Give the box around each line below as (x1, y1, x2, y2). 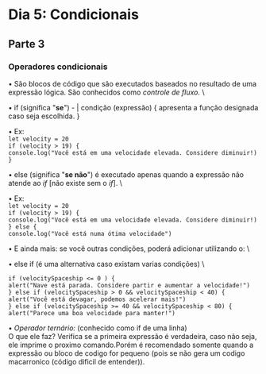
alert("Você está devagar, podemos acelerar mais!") (8, 295, 187, 303)
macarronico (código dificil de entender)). (8, 357, 145, 366)
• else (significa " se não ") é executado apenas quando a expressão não (8, 169, 245, 179)
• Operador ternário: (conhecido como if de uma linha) (8, 323, 188, 333)
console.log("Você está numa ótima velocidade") (8, 229, 172, 237)
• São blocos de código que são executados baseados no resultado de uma (8, 79, 256, 88)
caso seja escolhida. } (8, 111, 80, 121)
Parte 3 (8, 37, 45, 51)
